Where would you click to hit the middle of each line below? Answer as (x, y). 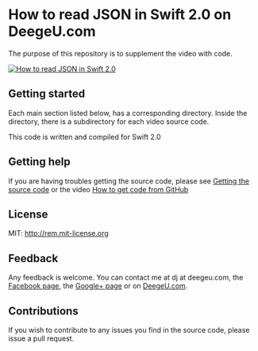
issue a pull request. (41, 338)
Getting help (39, 162)
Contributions (43, 311)
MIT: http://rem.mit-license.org (58, 233)
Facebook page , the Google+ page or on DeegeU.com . (98, 286)
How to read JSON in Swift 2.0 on (120, 15)
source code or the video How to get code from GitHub (98, 189)
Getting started (47, 94)
